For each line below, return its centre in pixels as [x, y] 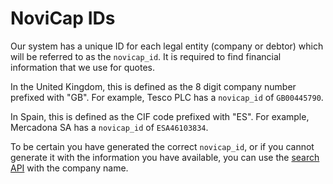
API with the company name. [69, 168]
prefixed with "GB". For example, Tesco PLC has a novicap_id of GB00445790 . [167, 97]
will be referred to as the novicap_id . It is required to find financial [146, 56]
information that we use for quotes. [82, 67]
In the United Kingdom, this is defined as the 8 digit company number [153, 86]
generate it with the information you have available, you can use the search [165, 157]
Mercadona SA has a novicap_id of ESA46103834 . [109, 127]
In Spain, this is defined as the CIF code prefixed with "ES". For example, [160, 116]
